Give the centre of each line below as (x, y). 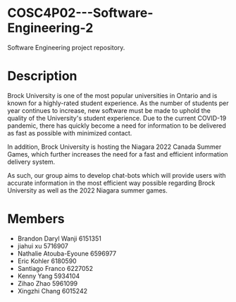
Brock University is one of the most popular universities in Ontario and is (112, 95)
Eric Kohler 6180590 (47, 261)
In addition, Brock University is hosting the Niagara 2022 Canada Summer (114, 147)
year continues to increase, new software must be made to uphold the (109, 110)
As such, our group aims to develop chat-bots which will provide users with (117, 175)
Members (36, 219)
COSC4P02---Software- (80, 13)
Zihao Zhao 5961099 (48, 283)
